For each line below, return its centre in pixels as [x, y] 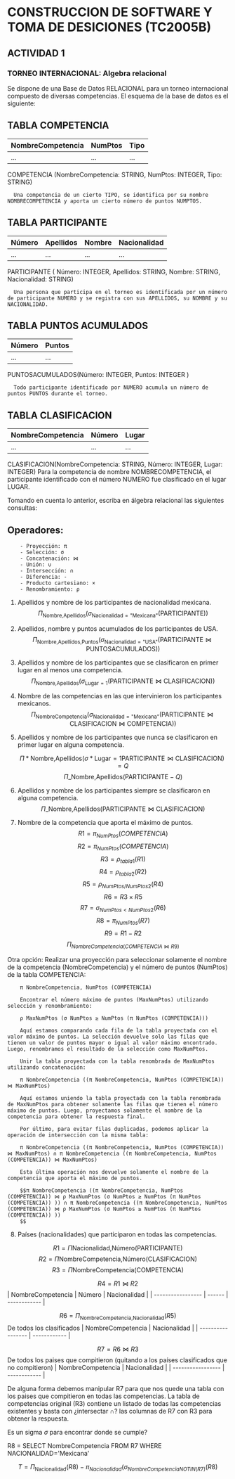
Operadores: [35, 530]
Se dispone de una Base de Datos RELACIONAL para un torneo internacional [118, 88]
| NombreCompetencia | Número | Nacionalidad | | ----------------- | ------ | [118, 1294]
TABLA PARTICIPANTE [57, 223]
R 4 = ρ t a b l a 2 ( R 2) [123, 872]
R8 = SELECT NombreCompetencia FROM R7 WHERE [85, 1446]
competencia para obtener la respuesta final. [76, 1116]
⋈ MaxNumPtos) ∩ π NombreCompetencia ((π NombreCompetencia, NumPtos [112, 1153]
